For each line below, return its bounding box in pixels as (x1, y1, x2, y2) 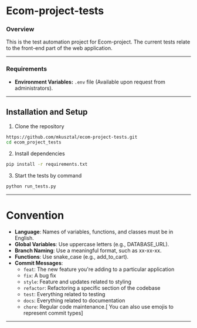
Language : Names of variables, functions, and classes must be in (14, 228, 174, 236)
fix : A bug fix (23, 272, 57, 279)
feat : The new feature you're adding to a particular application (23, 266, 175, 273)
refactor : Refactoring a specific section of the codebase (23, 285, 161, 292)
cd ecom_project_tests (6, 139, 62, 145)
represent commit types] (23, 310, 83, 317)
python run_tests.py (6, 183, 57, 189)
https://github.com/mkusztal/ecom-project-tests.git (6, 134, 138, 140)
